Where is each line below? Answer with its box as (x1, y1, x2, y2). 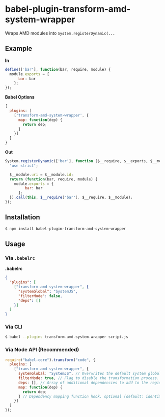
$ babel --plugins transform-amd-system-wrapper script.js (5, 334, 129, 340)
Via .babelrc (5, 254, 35, 261)
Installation (5, 213, 40, 222)
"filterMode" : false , (18, 294, 63, 298)
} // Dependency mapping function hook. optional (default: (18, 394, 144, 399)
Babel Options (5, 94, 35, 100)
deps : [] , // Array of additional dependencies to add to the (18, 380, 148, 385)
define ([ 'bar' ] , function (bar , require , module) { (5, 67, 111, 72)
